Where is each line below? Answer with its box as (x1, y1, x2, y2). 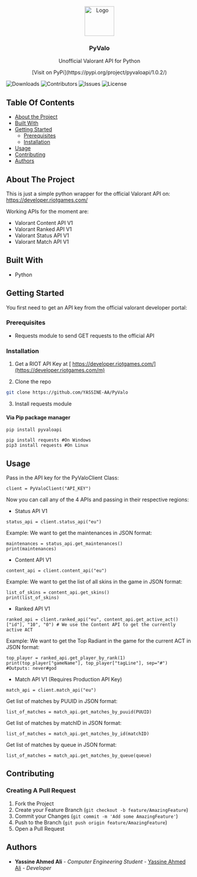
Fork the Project (14, 799, 54, 807)
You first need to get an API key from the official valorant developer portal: (6, 304, 188, 311)
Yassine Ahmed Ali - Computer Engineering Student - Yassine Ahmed (14, 858, 186, 865)
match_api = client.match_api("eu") (6, 687, 96, 694)
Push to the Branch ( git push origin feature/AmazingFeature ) (14, 818, 167, 826)
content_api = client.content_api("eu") (6, 568, 108, 574)
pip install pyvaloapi (6, 427, 62, 433)
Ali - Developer (14, 864, 51, 871)
